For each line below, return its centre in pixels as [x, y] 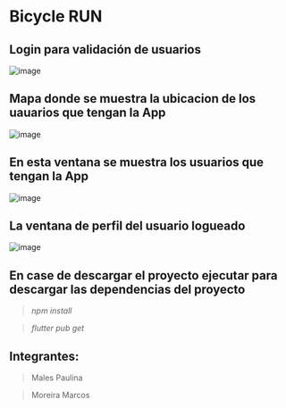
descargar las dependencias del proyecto [127, 289]
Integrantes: [44, 356]
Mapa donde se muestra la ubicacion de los [133, 99]
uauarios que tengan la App [88, 113]
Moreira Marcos [60, 396]
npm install [51, 311]
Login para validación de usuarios [105, 50]
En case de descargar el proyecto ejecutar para [143, 275]
